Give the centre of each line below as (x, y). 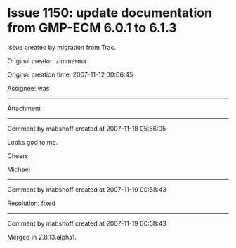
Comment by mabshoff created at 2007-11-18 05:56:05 (87, 129)
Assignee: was (28, 88)
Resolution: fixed (32, 203)
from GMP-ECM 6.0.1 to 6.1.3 (92, 28)
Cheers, (19, 155)
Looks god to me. (33, 142)
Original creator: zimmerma (47, 60)
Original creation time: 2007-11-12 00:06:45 (70, 74)
